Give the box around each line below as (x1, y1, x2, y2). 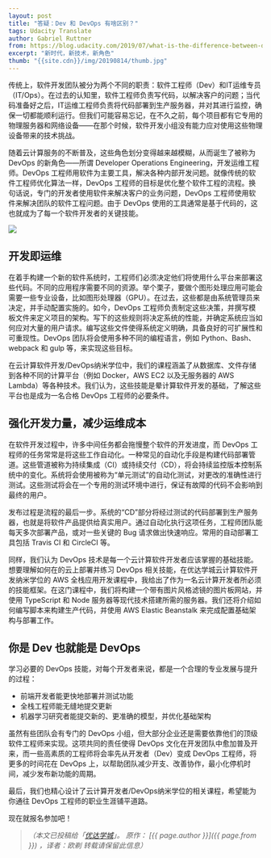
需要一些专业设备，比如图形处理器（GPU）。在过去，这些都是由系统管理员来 (8, 292, 261, 302)
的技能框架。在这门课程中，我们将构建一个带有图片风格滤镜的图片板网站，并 (8, 585, 263, 595)
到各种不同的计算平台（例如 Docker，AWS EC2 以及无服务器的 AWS (8, 370, 235, 380)
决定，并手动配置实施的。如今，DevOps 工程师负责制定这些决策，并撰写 (8, 302, 249, 312)
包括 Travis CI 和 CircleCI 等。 (15, 537, 115, 547)
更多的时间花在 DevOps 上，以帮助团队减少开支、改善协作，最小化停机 (8, 759, 244, 768)
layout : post (8, 11, 52, 20)
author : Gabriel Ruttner (8, 34, 92, 43)
